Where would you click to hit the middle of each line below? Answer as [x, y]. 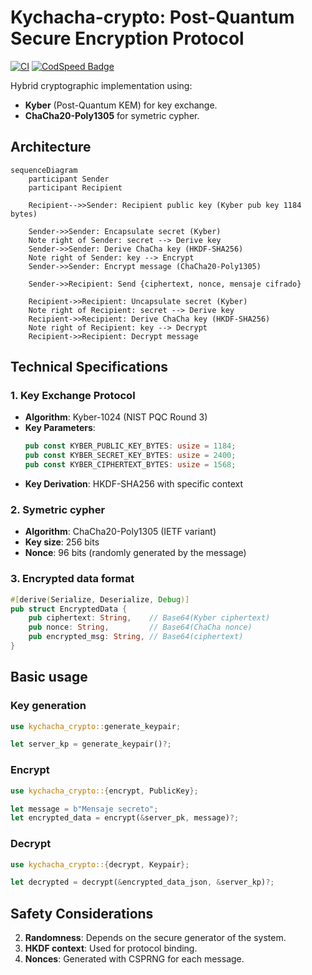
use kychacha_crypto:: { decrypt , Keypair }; [100, 864]
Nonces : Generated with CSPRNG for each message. [134, 959]
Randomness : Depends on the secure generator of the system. [155, 938]
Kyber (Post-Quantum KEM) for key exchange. [121, 105]
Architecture [51, 147]
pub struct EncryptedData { [69, 609]
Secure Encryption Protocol [127, 38]
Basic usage [49, 677]
